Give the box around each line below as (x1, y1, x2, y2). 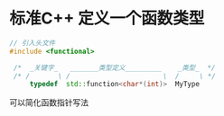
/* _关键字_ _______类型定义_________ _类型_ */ (13, 63, 216, 72)
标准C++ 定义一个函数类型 (9, 8, 205, 29)
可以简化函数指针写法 (9, 97, 89, 108)
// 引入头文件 (9, 38, 56, 48)
